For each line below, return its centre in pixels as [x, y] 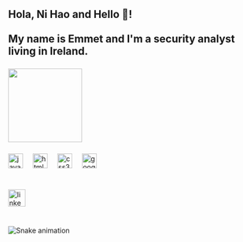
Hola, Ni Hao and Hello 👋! [70, 15]
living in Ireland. [48, 51]
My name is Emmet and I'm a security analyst [122, 39]
